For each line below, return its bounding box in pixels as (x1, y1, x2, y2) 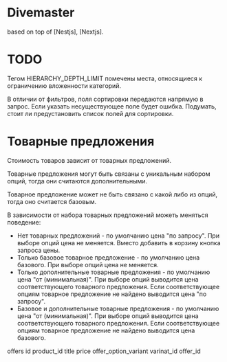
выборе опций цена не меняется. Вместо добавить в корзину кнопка (17, 238, 221, 247)
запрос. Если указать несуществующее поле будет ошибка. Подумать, (7, 102, 217, 111)
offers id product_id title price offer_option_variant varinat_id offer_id (7, 347, 201, 355)
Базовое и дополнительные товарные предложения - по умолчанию (17, 304, 219, 313)
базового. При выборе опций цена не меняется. (17, 260, 159, 269)
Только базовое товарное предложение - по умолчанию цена (17, 253, 200, 262)
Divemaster (7, 5, 75, 21)
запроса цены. (17, 246, 61, 254)
